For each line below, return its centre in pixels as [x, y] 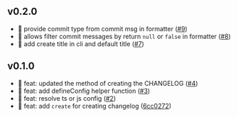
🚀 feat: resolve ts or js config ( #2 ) [67, 98]
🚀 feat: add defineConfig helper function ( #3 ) [84, 91]
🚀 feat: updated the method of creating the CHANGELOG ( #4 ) [108, 83]
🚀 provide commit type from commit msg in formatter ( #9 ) [103, 28]
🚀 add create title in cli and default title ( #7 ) [81, 44]
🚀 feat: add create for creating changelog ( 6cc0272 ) [94, 106]
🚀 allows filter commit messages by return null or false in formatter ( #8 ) [124, 36]
